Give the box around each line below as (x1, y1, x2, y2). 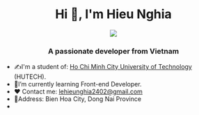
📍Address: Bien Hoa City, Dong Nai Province (13, 95, 141, 103)
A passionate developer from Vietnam (47, 46, 180, 56)
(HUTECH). (13, 72, 47, 81)
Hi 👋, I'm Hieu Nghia (55, 6, 172, 22)
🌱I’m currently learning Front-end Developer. (13, 80, 142, 89)
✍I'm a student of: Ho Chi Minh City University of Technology (13, 63, 193, 71)
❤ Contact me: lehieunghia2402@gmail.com (13, 87, 143, 96)
